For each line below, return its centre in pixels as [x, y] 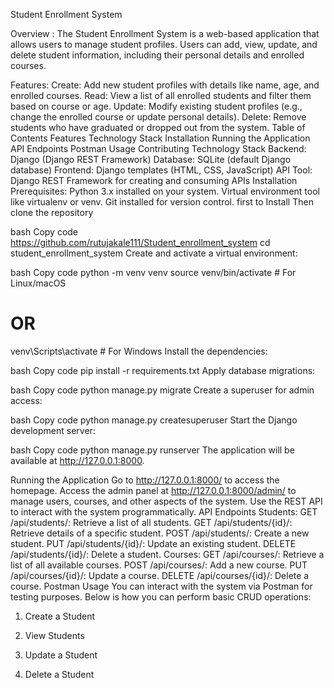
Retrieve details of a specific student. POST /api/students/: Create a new [160, 533]
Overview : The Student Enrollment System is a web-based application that [165, 33]
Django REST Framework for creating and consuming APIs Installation [154, 180]
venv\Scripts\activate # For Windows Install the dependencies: [139, 351]
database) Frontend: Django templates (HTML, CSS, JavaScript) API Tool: [161, 170]
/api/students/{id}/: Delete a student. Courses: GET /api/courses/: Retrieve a [167, 554]
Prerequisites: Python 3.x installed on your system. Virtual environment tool [165, 191]
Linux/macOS [38, 283]
